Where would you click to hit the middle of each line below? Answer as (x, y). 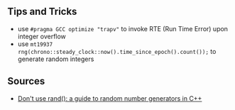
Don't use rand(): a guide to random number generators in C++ (110, 98)
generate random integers (56, 59)
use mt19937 (35, 44)
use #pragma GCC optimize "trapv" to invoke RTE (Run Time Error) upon (123, 28)
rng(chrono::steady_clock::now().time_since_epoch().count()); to (117, 51)
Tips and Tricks (42, 12)
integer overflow (42, 36)
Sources (26, 81)
